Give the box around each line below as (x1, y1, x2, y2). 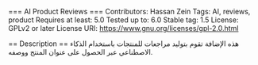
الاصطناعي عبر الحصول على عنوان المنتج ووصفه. (8, 48, 153, 56)
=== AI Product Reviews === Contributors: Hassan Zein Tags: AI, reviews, (8, 7, 251, 16)
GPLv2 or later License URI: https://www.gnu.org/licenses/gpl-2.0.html (8, 24, 239, 32)
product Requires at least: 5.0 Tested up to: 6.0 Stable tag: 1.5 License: (8, 15, 239, 25)
